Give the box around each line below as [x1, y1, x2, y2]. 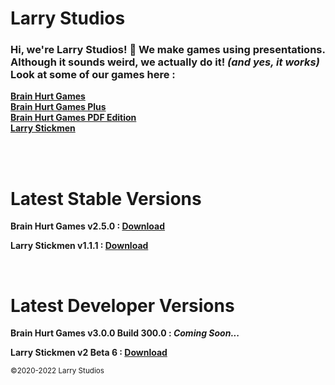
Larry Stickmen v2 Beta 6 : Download [10, 347, 168, 359]
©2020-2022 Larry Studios [10, 366, 105, 376]
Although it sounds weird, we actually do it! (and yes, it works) [10, 55, 320, 69]
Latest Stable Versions [10, 187, 202, 210]
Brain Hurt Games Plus [10, 101, 107, 113]
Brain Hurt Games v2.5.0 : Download [10, 220, 166, 232]
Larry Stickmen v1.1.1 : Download [10, 240, 149, 252]
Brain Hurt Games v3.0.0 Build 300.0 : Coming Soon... [10, 327, 240, 339]
